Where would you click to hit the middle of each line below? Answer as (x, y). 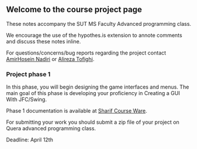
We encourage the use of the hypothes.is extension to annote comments (94, 35)
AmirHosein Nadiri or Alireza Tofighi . (50, 59)
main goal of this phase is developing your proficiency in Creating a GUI (93, 93)
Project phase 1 (29, 74)
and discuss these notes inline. (44, 41)
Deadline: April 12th (30, 140)
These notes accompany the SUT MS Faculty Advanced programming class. (99, 23)
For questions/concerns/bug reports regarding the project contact (86, 53)
